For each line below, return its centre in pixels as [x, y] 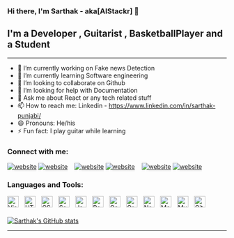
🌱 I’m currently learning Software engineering [83, 75]
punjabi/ [29, 115]
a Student [29, 45]
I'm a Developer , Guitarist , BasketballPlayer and [115, 34]
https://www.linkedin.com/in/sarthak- [162, 105]
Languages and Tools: [45, 184]
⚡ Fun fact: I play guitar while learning [71, 131]
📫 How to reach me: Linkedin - [62, 105]
